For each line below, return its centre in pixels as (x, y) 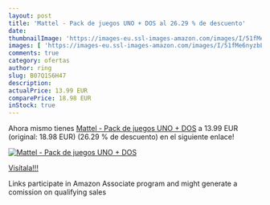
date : (17, 31)
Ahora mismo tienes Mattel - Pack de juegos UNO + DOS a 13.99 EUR (123, 129)
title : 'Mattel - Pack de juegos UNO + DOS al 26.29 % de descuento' (127, 23)
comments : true (34, 53)
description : (30, 83)
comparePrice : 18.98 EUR (50, 98)
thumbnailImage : (35, 38)
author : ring (30, 68)
